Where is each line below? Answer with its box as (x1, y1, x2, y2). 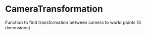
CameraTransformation (5, 3, 103, 15)
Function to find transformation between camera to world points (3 (5, 19, 141, 25)
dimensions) (5, 24, 31, 30)
